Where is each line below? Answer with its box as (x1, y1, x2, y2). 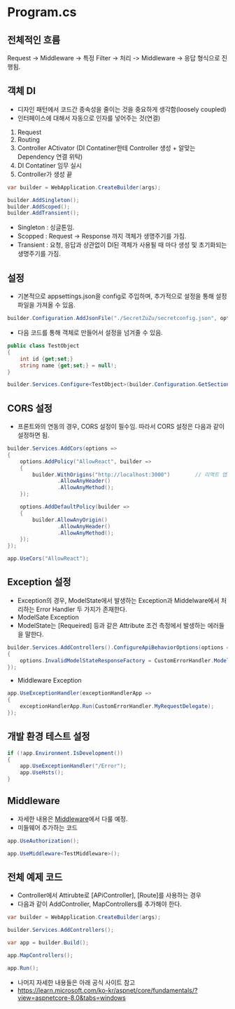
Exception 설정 (7, 576, 71, 588)
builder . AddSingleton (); (7, 196, 80, 203)
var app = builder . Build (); (7, 940, 90, 947)
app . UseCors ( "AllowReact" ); (7, 555, 90, 562)
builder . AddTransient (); (7, 210, 80, 217)
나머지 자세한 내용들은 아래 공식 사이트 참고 (17, 978, 136, 987)
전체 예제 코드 (7, 871, 63, 883)
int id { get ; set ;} (20, 355, 73, 362)
